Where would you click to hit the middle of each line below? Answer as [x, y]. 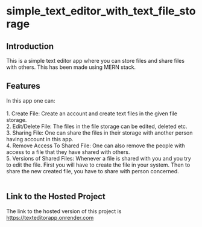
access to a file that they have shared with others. [68, 152]
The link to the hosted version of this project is [64, 211]
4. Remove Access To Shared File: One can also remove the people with [96, 145]
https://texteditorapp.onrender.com [50, 217]
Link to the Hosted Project [56, 197]
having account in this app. [40, 139]
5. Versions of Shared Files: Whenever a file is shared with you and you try [99, 158]
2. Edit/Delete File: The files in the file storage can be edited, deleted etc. [97, 126]
